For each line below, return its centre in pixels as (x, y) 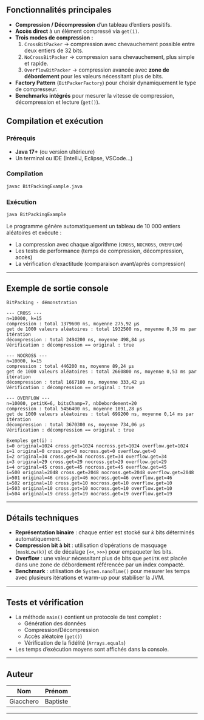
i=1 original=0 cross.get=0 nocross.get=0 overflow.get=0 (81, 451)
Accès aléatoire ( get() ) (53, 636)
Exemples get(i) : (29, 440)
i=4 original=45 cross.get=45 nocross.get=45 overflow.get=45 (87, 467)
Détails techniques (42, 518)
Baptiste (56, 702)
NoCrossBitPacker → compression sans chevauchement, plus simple (109, 56)
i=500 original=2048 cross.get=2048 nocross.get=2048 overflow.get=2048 (100, 472)
